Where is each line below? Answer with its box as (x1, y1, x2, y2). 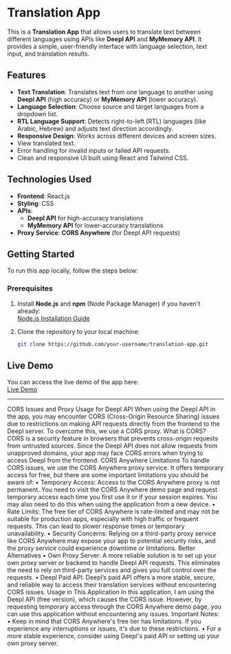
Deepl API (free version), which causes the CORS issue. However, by (7, 595, 202, 604)
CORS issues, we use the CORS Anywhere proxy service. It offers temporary (7, 463, 224, 472)
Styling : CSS (16, 199, 54, 207)
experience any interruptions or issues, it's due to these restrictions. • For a (7, 624, 221, 633)
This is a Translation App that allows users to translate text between (7, 28, 201, 36)
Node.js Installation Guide (16, 314, 91, 322)
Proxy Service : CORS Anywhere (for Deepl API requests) (16, 229, 181, 237)
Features (7, 70, 46, 81)
